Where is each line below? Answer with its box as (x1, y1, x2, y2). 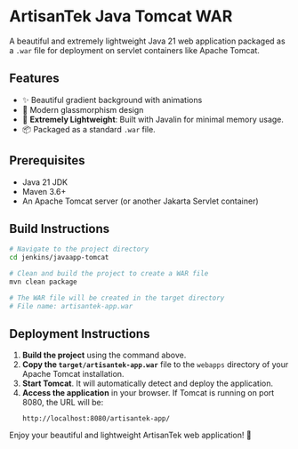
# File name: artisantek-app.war (9, 301, 133, 310)
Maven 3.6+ (21, 186, 67, 196)
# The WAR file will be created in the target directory (9, 293, 225, 302)
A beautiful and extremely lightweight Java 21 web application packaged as (9, 36, 286, 46)
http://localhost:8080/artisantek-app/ (21, 414, 171, 423)
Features (9, 71, 60, 86)
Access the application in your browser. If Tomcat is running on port (21, 388, 275, 398)
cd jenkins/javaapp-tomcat (9, 253, 109, 262)
